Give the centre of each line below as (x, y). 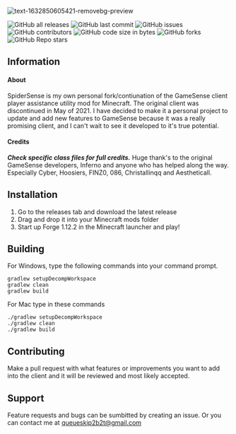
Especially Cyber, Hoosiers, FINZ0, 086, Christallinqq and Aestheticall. (110, 172)
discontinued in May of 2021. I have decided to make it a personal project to (118, 110)
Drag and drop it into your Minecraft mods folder (88, 219)
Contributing (36, 351)
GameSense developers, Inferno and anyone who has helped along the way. (118, 165)
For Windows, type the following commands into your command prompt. (113, 266)
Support (26, 398)
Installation (33, 195)
